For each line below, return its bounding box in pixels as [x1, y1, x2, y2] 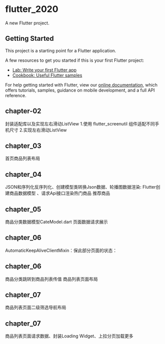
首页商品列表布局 [5, 155, 40, 161]
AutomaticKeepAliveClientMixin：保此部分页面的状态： [5, 247, 117, 253]
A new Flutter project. [5, 20, 50, 26]
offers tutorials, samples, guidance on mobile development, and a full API [5, 87, 155, 93]
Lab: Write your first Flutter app [12, 67, 77, 73]
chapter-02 [5, 107, 41, 115]
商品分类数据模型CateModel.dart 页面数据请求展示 [5, 219, 108, 225]
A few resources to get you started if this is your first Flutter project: [5, 57, 144, 63]
